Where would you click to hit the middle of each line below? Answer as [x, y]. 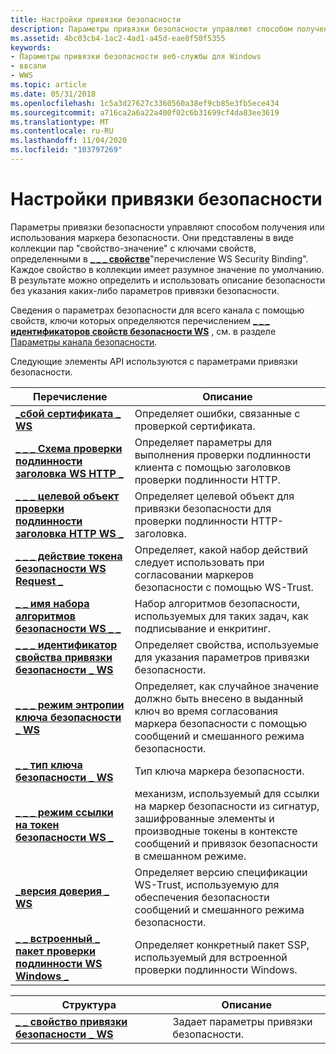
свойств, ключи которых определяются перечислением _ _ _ [140, 320]
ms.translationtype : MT [60, 122]
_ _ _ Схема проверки [69, 448]
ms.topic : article [48, 85]
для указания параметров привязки [222, 657]
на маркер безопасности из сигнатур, [227, 806]
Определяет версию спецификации [221, 872]
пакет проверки [55, 951]
